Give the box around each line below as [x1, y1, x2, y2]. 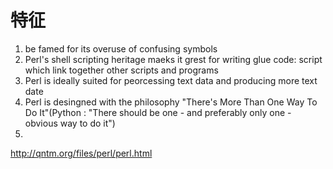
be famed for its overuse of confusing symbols [24, 42, 218, 55]
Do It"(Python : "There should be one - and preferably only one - [24, 106, 292, 118]
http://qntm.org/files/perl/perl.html [10, 147, 153, 159]
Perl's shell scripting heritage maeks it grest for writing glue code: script [24, 53, 323, 65]
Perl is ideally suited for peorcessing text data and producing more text [24, 74, 318, 86]
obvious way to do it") [24, 117, 116, 129]
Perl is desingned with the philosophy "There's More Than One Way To [24, 96, 318, 108]
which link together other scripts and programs [24, 64, 219, 76]
